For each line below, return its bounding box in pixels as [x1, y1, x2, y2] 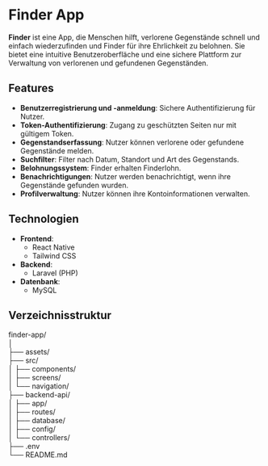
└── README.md [8, 450, 68, 460]
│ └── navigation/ [8, 381, 69, 391]
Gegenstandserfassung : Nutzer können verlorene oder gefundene [19, 137, 245, 147]
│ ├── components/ [8, 364, 77, 374]
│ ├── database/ [8, 416, 66, 426]
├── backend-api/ [8, 390, 70, 400]
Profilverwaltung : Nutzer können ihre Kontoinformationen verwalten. [19, 188, 250, 199]
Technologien [8, 212, 79, 226]
